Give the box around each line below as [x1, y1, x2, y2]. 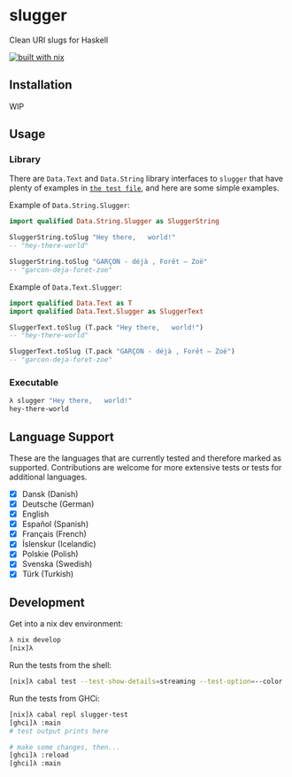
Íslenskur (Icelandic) [21, 539, 96, 549]
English [21, 509, 50, 519]
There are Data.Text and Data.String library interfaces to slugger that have [9, 174, 283, 184]
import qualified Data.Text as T [9, 299, 133, 307]
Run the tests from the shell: [9, 660, 112, 671]
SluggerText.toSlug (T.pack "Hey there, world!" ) [9, 322, 204, 332]
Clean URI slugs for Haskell [9, 35, 109, 45]
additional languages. [9, 471, 88, 482]
